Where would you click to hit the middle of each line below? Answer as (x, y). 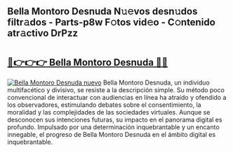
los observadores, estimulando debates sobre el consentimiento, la (104, 105)
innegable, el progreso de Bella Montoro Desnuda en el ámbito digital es (112, 134)
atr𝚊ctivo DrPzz (43, 33)
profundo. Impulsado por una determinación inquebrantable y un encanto (113, 127)
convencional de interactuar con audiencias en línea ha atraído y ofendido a (117, 97)
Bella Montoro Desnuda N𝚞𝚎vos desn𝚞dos (102, 12)
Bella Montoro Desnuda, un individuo (157, 82)
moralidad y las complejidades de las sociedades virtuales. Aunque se (109, 112)
